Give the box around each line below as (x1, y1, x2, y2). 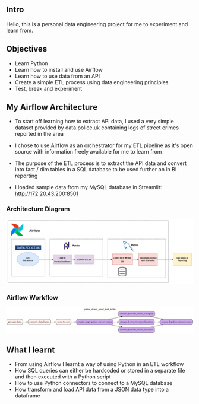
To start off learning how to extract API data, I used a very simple (14, 118, 174, 125)
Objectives (6, 44, 48, 54)
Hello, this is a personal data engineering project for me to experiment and (6, 20, 188, 27)
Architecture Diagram (6, 205, 70, 213)
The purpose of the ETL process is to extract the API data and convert (14, 160, 187, 167)
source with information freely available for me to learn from (14, 148, 162, 155)
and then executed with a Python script (14, 373, 111, 380)
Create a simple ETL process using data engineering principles (14, 78, 169, 85)
